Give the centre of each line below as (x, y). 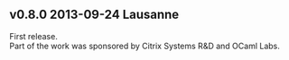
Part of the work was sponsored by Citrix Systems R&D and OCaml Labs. (144, 46)
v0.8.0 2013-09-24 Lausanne (94, 15)
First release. (34, 36)
